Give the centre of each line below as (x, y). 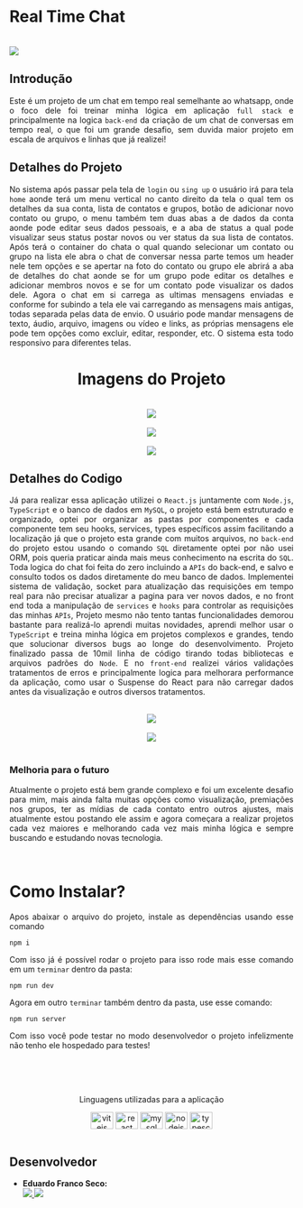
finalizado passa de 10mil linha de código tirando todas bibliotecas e (151, 654)
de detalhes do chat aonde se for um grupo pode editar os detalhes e (151, 275)
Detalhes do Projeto (66, 167)
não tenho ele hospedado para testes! (80, 1045)
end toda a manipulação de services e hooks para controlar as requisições (151, 605)
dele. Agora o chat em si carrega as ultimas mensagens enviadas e (151, 294)
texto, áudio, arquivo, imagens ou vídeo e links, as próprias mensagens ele (151, 323)
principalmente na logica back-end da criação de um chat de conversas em (152, 120)
